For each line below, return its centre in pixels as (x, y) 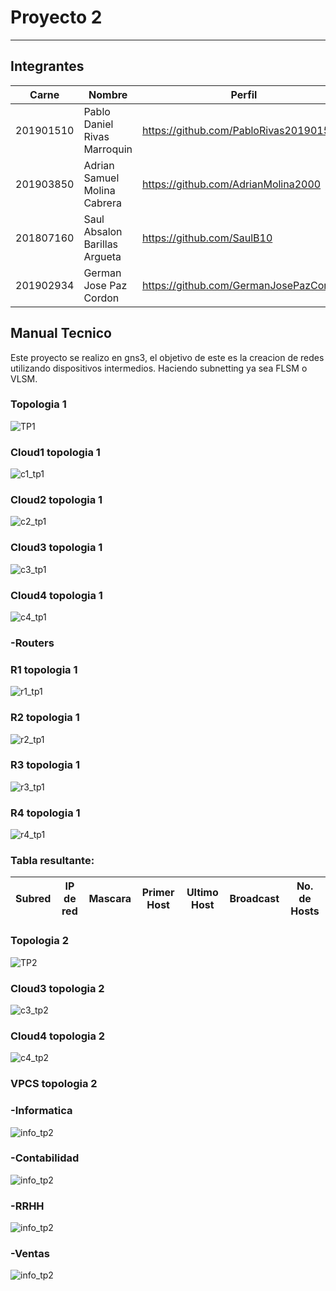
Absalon (103, 231)
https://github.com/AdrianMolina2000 (232, 184)
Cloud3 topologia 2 (57, 988)
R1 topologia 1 (44, 669)
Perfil (244, 94)
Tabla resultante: (52, 861)
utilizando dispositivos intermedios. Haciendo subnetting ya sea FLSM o (159, 368)
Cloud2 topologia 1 (56, 500)
